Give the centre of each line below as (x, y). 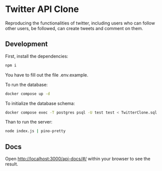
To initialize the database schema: (40, 103)
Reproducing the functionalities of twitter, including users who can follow (80, 23)
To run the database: (27, 84)
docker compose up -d (28, 93)
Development (27, 44)
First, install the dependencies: (37, 56)
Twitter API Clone (42, 9)
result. (12, 164)
